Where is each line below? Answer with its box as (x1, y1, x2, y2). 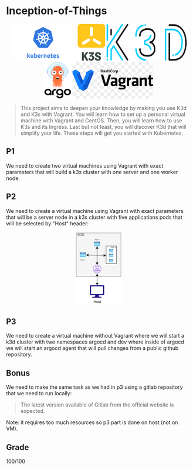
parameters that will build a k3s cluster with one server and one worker (6, 168, 178, 175)
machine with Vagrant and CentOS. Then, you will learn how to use (20, 116, 182, 124)
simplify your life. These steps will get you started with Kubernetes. (20, 129, 184, 136)
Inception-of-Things (6, 4, 107, 18)
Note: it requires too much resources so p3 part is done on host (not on (6, 419, 178, 426)
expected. (20, 408, 45, 415)
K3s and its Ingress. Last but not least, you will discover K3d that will (20, 123, 187, 130)
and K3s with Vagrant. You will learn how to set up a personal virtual (20, 111, 186, 118)
